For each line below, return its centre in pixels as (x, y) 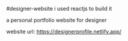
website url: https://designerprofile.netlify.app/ (64, 31)
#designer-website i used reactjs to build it (59, 9)
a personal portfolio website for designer (56, 20)
